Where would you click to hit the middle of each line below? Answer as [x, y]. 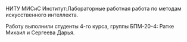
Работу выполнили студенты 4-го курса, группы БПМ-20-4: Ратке [90, 26]
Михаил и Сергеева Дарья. [40, 33]
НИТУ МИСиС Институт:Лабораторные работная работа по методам [94, 9]
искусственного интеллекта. [42, 15]
